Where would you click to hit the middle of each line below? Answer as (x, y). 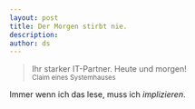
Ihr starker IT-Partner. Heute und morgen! (109, 69)
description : (34, 35)
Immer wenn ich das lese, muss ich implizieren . (97, 94)
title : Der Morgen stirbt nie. (68, 26)
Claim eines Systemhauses (73, 78)
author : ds (30, 43)
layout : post (34, 18)
